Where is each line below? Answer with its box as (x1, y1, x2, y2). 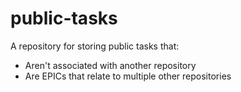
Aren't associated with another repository (24, 59, 197, 71)
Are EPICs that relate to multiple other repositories (24, 70, 232, 82)
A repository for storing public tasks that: (10, 40, 180, 52)
